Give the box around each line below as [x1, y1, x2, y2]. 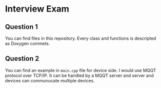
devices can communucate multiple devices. [5, 77, 95, 83]
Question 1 [5, 23, 38, 31]
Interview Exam [5, 3, 69, 15]
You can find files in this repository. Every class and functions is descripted [5, 35, 156, 41]
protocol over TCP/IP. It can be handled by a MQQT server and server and [5, 73, 154, 78]
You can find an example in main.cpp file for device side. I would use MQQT [5, 67, 156, 73]
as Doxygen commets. [5, 41, 50, 46]
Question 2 [5, 55, 40, 63]
